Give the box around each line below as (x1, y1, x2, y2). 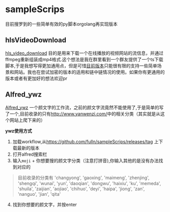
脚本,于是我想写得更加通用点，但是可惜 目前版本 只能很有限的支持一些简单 (5, 62, 158, 69)
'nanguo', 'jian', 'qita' (17, 191, 61, 197)
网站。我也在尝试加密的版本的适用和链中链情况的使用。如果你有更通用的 (14, 69, 165, 75)
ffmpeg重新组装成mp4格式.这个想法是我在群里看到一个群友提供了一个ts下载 (5, 56, 163, 62)
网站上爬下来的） (9, 117, 46, 123)
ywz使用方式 (5, 128, 32, 134)
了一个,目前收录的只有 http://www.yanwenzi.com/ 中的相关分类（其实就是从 (5, 110, 160, 117)
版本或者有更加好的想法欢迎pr (5, 75, 67, 81)
